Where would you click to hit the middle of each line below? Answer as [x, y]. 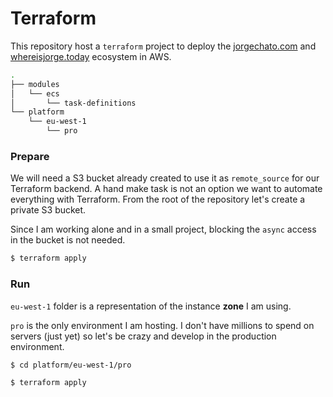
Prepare [30, 156]
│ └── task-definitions [73, 103]
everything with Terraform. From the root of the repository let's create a [158, 199]
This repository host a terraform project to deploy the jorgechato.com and [163, 46]
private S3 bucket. [48, 210]
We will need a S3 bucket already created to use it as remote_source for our [165, 178]
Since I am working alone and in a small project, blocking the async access [163, 229]
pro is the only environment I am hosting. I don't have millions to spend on [162, 325]
